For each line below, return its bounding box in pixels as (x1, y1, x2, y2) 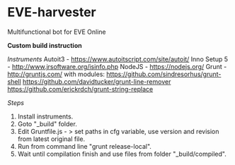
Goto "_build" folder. (17, 119, 78, 128)
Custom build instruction (7, 41, 83, 49)
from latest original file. (17, 135, 86, 143)
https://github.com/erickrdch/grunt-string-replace (7, 85, 154, 93)
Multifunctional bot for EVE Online (7, 28, 106, 36)
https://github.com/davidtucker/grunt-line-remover (22, 77, 171, 85)
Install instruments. (17, 112, 74, 121)
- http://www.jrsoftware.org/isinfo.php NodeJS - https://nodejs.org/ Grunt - (7, 62, 227, 71)
